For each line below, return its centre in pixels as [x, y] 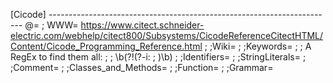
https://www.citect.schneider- [142, 25]
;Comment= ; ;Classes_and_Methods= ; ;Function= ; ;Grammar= [142, 67]
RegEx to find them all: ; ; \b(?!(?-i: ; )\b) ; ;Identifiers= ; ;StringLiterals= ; [158, 57]
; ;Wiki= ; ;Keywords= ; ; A [258, 46]
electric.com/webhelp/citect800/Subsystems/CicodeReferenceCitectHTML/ [167, 35]
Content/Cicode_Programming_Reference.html [106, 46]
